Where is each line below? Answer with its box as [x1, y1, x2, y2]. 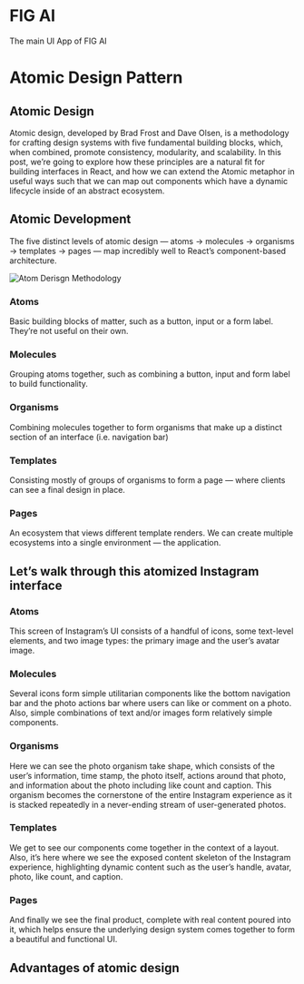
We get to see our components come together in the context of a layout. [9, 841, 279, 853]
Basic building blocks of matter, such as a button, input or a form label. [9, 316, 274, 327]
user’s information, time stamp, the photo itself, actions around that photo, [9, 770, 286, 781]
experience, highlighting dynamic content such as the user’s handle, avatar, [9, 861, 292, 872]
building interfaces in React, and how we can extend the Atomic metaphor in [9, 165, 295, 177]
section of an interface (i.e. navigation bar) [9, 431, 170, 442]
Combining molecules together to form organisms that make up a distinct [9, 421, 283, 432]
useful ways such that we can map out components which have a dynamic [9, 175, 289, 186]
